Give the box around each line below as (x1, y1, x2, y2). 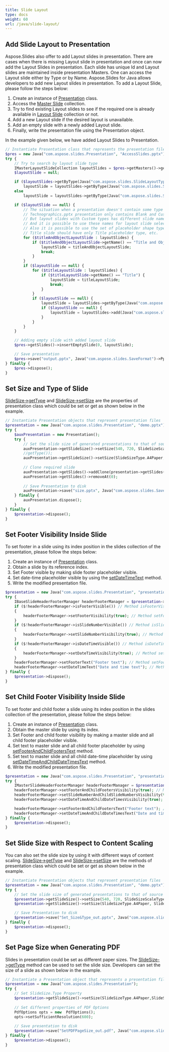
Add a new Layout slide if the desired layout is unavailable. (12, 117, 134, 123)
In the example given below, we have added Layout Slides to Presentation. (5, 137, 159, 143)
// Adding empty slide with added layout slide (14, 338, 116, 343)
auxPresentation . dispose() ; (23, 498, 82, 503)
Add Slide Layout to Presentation (5, 40, 111, 48)
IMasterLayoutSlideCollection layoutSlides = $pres (14, 166, 125, 171)
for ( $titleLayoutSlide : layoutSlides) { (32, 268, 123, 273)
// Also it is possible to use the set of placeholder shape (23, 226, 154, 231)
